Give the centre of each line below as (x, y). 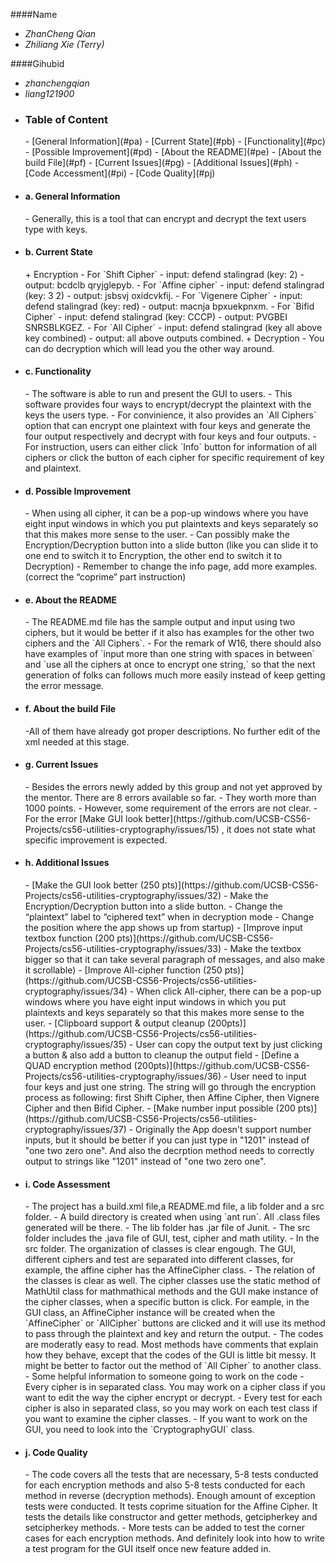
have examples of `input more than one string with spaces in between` (170, 654)
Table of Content (66, 119)
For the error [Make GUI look (83, 818)
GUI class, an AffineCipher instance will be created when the (150, 1313)
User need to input (268, 1076)
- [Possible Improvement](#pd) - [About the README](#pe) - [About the (173, 152)
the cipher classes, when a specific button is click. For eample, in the (167, 1302)
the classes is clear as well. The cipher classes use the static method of (172, 1281)
